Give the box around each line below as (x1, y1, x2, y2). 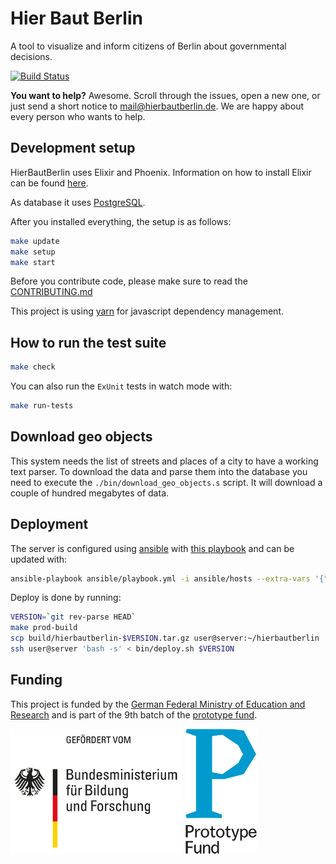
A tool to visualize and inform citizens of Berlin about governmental (10, 40, 287, 52)
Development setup (10, 140, 136, 157)
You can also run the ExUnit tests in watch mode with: (10, 380, 233, 392)
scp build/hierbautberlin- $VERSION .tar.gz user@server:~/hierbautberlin (10, 633, 320, 644)
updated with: (10, 553, 68, 565)
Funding (10, 672, 63, 689)
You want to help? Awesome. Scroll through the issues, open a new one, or (10, 89, 321, 101)
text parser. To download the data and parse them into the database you (10, 465, 308, 477)
